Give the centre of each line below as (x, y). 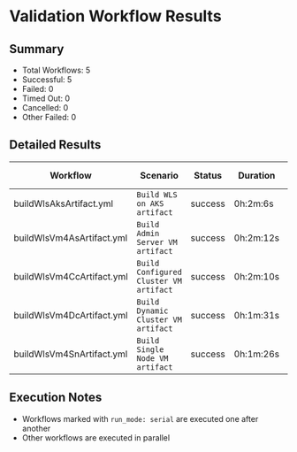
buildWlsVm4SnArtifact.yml (71, 354)
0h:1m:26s (257, 354)
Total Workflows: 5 (56, 70)
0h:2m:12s (257, 238)
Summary (37, 49)
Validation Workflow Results (116, 16)
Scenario (160, 175)
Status (208, 175)
